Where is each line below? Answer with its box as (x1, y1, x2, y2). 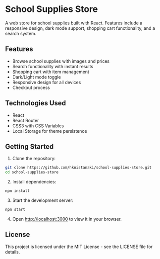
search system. (5, 30, 37, 36)
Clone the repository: (12, 156, 56, 162)
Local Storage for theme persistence (12, 128, 88, 134)
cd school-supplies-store (5, 170, 58, 175)
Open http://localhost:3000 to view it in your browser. (12, 216, 122, 222)
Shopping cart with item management (12, 69, 89, 75)
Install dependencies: (12, 179, 56, 185)
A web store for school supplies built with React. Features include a (5, 20, 143, 26)
